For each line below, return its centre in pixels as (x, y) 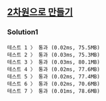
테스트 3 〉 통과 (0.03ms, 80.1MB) (54, 62)
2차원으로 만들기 (40, 12)
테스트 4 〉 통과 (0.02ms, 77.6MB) (54, 69)
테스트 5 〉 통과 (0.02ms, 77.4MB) (54, 76)
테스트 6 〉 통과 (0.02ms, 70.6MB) (54, 84)
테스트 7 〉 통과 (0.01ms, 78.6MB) (54, 91)
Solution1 (23, 32)
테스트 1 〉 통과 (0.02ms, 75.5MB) (54, 47)
